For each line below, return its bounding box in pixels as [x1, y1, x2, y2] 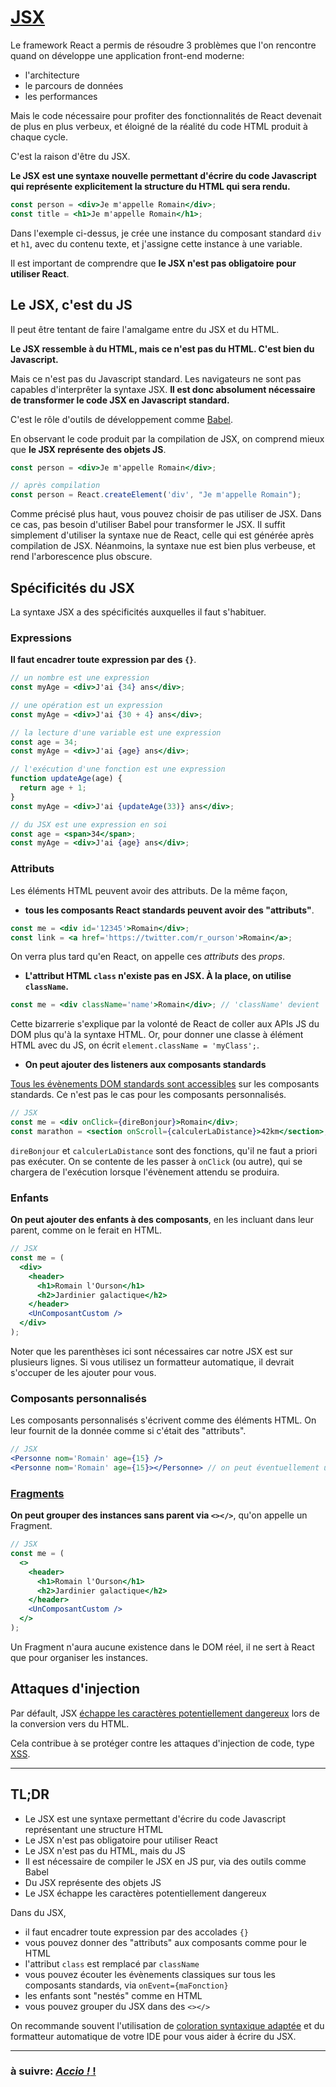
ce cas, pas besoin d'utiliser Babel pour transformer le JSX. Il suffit [10, 519, 286, 531]
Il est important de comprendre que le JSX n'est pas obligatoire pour [10, 257, 297, 269]
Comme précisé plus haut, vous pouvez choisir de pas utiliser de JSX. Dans [10, 508, 322, 520]
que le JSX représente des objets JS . [10, 443, 167, 455]
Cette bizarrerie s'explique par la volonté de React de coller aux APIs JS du [10, 1018, 320, 1030]
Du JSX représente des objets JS [24, 1876, 162, 1888]
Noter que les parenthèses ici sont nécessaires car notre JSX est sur [10, 1345, 293, 1357]
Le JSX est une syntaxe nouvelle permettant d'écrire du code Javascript [10, 169, 317, 181]
